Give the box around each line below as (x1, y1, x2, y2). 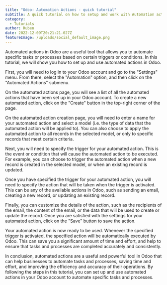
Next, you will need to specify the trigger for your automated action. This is (5, 145, 159, 151)
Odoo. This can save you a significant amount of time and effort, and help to (5, 238, 162, 244)
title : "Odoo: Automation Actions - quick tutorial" (5, 7, 117, 12)
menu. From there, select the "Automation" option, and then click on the (5, 74, 153, 80)
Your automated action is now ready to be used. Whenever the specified (5, 227, 154, 233)
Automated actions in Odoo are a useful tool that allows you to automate (5, 48, 153, 55)
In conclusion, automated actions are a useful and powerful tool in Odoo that (5, 253, 162, 259)
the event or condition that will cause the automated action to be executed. (5, 150, 159, 157)
